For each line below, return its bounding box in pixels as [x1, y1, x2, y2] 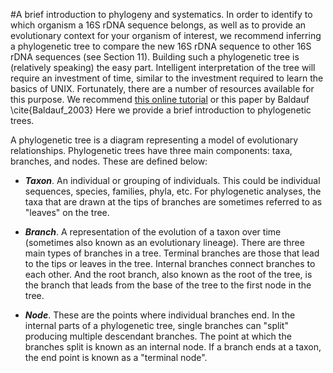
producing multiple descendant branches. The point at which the [24, 330, 292, 342]
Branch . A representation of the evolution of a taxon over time [24, 226, 282, 238]
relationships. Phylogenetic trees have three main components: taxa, [10, 145, 293, 156]
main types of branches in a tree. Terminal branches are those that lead [24, 247, 320, 259]
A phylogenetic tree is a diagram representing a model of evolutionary [10, 134, 299, 146]
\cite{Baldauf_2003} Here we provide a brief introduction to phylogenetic [10, 104, 312, 116]
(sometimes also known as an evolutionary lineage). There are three [24, 237, 305, 248]
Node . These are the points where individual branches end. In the [24, 309, 296, 321]
